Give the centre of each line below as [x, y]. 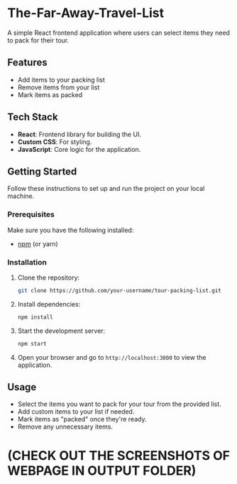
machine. [21, 196]
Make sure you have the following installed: [71, 230]
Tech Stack [33, 117]
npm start [32, 343]
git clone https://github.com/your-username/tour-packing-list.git [119, 290]
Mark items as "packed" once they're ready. [82, 419]
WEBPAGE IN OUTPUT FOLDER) [102, 471]
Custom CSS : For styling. [55, 142]
